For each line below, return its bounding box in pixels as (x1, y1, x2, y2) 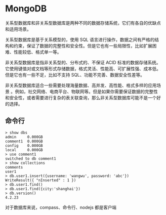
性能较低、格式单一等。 (13, 49, 62, 55)
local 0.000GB (5, 147, 43, 152)
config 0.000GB (5, 143, 43, 148)
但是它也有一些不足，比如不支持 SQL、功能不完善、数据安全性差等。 (5, 72, 145, 78)
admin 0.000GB (5, 134, 43, 139)
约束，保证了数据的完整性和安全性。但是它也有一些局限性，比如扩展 (13, 43, 152, 48)
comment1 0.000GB (5, 139, 43, 144)
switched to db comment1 (5, 156, 56, 161)
